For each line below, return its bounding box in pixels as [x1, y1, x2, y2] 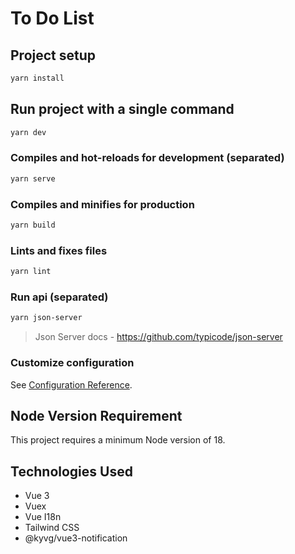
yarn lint [10, 267, 52, 277]
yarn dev [10, 127, 47, 137]
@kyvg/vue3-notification [24, 532, 128, 544]
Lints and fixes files [10, 243, 108, 257]
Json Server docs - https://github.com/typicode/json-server [34, 331, 283, 343]
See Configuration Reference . [10, 378, 133, 391]
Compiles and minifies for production [10, 197, 195, 211]
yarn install [10, 73, 65, 83]
